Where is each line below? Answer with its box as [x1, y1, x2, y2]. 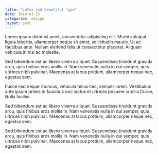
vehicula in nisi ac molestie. [5, 49, 60, 55]
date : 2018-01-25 [5, 12, 40, 16]
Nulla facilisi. [5, 94, 31, 100]
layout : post [5, 20, 32, 26]
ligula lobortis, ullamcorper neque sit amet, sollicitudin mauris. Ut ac [5, 39, 141, 45]
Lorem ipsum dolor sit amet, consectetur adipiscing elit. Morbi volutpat [5, 34, 147, 40]
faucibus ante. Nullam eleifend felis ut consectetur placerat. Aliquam [5, 44, 142, 50]
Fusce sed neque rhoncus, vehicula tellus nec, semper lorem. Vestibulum [5, 83, 152, 90]
